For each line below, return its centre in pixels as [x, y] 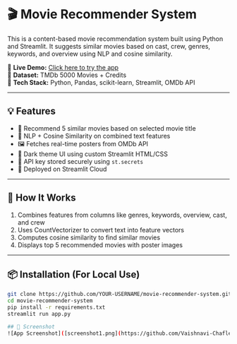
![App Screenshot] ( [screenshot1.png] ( [64, 333]
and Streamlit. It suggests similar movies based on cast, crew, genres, [109, 46]
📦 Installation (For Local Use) [74, 274]
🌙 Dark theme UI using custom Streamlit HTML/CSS [92, 154]
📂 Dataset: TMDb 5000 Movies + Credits [67, 75]
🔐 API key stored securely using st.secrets [80, 161]
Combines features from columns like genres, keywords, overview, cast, [122, 215]
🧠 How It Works [42, 198]
